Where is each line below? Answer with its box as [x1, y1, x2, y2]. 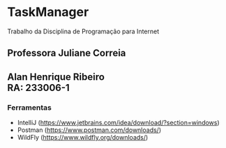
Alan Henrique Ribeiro [7, 71, 105, 83]
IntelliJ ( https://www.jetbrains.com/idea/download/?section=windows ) [17, 119, 220, 127]
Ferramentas [7, 102, 52, 112]
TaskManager [7, 4, 89, 20]
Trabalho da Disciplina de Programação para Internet [7, 27, 160, 35]
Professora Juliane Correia [7, 47, 126, 59]
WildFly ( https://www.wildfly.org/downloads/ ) [17, 133, 149, 142]
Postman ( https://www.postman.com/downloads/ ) [17, 126, 162, 134]
